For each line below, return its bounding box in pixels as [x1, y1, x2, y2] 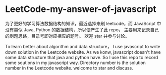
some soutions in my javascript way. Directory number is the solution [5, 60, 146, 66]
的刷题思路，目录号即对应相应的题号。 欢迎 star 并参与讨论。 [5, 33, 130, 39]
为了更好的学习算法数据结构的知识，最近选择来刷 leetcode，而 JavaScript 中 [5, 20, 162, 26]
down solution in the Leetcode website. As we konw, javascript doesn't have [5, 49, 161, 55]
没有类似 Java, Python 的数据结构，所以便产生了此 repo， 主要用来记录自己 [5, 26, 159, 33]
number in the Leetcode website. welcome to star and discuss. [5, 65, 133, 71]
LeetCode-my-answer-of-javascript [5, 3, 157, 15]
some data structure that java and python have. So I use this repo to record [5, 54, 159, 60]
